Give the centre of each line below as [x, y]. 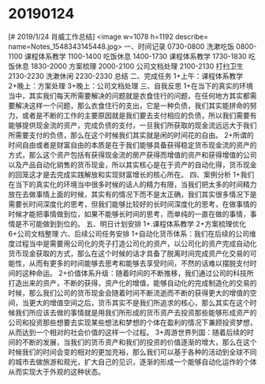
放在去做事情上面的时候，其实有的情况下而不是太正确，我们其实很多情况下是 [132, 194]
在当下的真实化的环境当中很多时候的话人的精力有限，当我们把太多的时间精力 [132, 184]
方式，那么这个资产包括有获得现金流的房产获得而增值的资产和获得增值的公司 [132, 155]
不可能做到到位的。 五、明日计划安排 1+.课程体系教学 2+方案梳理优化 [134, 224]
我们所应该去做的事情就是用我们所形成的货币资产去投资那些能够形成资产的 [136, 312]
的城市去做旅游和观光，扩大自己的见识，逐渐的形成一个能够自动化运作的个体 [132, 362]
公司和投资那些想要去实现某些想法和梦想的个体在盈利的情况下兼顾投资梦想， [132, 322]
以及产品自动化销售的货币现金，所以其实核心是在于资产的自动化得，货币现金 [132, 164]
